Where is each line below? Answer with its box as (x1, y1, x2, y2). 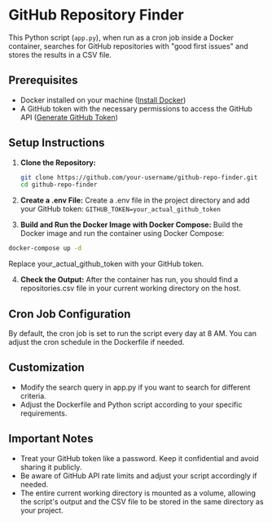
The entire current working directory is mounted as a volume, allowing (20, 488, 257, 498)
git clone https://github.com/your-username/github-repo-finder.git (20, 173, 258, 181)
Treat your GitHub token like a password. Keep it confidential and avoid (20, 453, 259, 463)
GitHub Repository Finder (8, 6, 185, 24)
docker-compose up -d (8, 244, 82, 253)
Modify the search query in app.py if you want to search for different (20, 382, 251, 392)
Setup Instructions (8, 136, 105, 150)
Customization (8, 360, 86, 375)
